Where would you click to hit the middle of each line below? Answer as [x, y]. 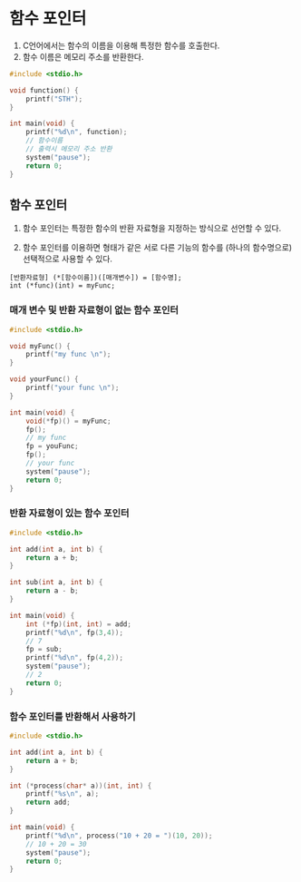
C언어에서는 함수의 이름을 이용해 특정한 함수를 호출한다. [121, 45]
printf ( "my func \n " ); [68, 355]
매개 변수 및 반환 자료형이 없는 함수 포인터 [94, 310]
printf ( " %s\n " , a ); [63, 794]
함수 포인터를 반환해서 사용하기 [73, 716]
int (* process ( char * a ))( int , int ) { [81, 786]
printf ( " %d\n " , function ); [77, 132]
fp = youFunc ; [52, 446]
